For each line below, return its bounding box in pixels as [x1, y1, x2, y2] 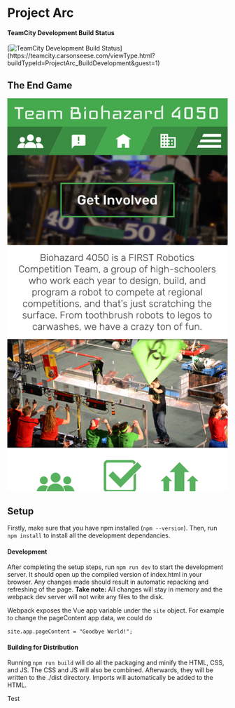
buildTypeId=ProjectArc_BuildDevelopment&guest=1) [7, 59, 160, 67]
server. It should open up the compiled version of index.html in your [7, 570, 202, 579]
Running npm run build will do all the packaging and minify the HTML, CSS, [7, 658, 225, 667]
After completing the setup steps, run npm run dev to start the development [7, 563, 224, 571]
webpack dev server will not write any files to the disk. [7, 593, 164, 601]
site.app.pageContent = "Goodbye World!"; [7, 628, 133, 636]
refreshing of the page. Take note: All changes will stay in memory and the [7, 585, 222, 594]
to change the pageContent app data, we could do [7, 614, 152, 622]
